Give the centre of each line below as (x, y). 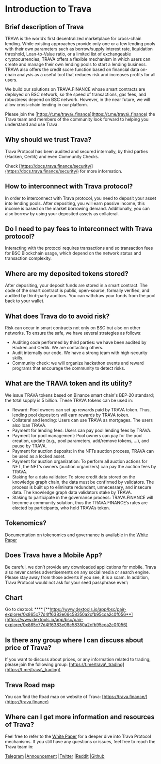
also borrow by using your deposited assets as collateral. (62, 213)
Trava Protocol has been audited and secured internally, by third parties (77, 151)
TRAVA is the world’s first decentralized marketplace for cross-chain (73, 38)
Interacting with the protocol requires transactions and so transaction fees (79, 248)
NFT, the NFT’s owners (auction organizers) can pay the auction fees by (84, 466)
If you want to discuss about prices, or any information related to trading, (78, 660)
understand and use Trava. (32, 124)
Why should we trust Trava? (48, 140)
